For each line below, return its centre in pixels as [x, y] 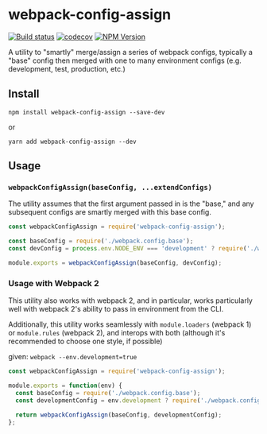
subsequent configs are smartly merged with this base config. [110, 212]
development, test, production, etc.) [67, 68]
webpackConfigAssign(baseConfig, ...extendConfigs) [110, 188]
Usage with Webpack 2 [54, 283]
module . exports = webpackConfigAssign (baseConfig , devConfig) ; [115, 263]
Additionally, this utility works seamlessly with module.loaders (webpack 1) [130, 324]
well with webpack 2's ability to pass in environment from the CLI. [116, 309]
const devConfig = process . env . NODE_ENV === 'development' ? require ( [128, 249]
